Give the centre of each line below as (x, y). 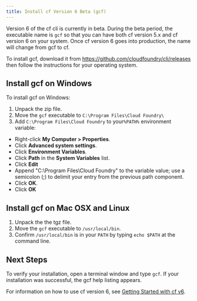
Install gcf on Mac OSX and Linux (68, 208)
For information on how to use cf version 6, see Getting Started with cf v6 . (96, 292)
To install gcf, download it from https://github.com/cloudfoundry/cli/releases (98, 58)
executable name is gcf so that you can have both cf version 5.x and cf (92, 35)
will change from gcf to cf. (38, 47)
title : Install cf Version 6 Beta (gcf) (56, 12)
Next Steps (27, 259)
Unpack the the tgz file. (43, 223)
